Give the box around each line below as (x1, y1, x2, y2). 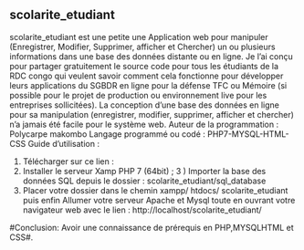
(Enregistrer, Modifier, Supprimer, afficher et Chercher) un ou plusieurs (9, 41, 276, 52)
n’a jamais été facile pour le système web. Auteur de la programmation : (9, 119, 279, 130)
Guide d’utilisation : (27, 138, 100, 149)
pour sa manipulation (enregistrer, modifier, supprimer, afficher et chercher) (9, 109, 295, 120)
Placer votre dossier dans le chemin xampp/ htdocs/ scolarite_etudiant (22, 184, 288, 195)
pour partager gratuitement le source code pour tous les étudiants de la (9, 60, 279, 71)
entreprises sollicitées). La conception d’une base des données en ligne (9, 99, 280, 110)
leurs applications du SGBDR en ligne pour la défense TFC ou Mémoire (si (9, 79, 288, 90)
